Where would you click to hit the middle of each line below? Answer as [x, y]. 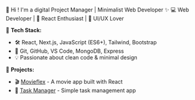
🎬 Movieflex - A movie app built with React [68, 82]
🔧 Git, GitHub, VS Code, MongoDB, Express [69, 51]
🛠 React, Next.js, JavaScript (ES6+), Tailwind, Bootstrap [86, 42]
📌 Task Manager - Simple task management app [75, 90]
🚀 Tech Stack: [24, 30]
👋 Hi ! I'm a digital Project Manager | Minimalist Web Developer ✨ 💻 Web [97, 10]
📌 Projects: [20, 69]
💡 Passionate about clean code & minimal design [76, 57]
